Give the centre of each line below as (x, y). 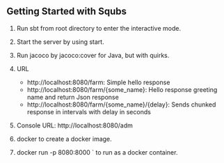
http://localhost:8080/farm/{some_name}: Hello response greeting (122, 89)
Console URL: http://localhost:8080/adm (74, 125)
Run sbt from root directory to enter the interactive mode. (99, 28)
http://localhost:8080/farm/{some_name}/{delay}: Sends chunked (121, 104)
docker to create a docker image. (64, 139)
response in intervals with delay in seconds (89, 111)
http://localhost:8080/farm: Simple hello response (98, 82)
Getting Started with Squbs (66, 11)
